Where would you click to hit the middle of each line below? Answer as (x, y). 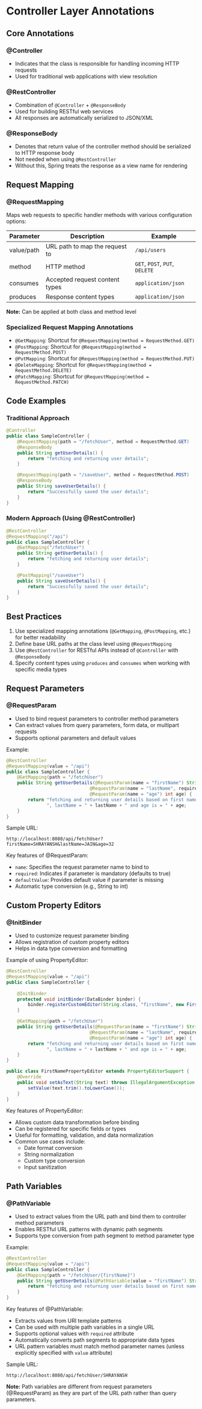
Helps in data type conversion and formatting (71, 948)
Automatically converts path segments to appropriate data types (95, 1340)
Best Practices (34, 617)
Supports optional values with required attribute (74, 1334)
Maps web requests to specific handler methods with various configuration (99, 215)
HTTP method (65, 267)
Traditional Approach (38, 418)
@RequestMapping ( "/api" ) (37, 536)
